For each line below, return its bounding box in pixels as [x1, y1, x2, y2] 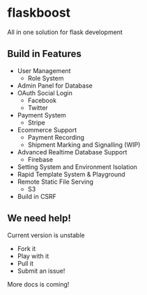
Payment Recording [27, 133, 85, 141]
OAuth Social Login [17, 88, 73, 97]
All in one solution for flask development [7, 28, 123, 36]
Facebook [27, 96, 57, 104]
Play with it [17, 252, 49, 260]
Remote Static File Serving [17, 177, 94, 186]
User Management [17, 66, 71, 74]
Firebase [27, 155, 54, 164]
